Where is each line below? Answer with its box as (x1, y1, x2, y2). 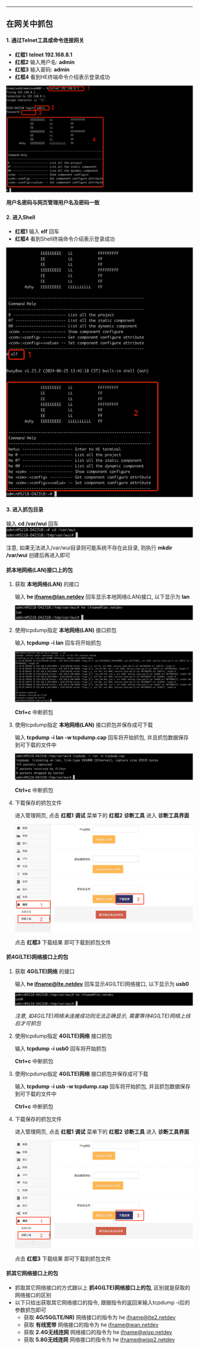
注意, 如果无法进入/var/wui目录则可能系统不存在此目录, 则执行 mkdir (6, 544, 173, 551)
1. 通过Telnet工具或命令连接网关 (6, 36, 85, 43)
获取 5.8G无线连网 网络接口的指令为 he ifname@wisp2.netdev (23, 1336, 175, 1343)
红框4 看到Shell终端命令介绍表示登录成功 (14, 235, 115, 242)
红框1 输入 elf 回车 (14, 228, 60, 235)
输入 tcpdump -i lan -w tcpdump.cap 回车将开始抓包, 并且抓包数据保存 (14, 734, 189, 741)
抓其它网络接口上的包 (6, 1269, 58, 1277)
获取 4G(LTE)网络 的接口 (14, 968, 75, 975)
